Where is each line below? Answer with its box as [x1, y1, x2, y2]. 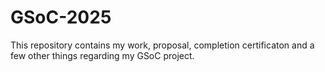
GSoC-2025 [10, 6, 112, 29]
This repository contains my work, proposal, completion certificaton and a [10, 39, 315, 51]
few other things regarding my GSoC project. [10, 49, 195, 61]
